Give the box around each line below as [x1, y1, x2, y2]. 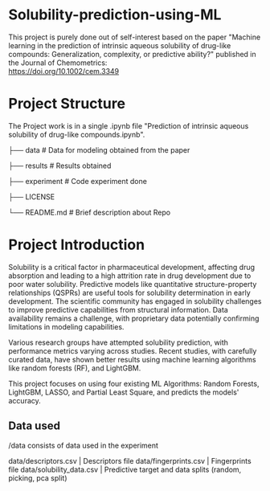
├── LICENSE [8, 191, 55, 202]
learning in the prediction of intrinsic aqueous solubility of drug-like [8, 40, 231, 50]
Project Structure [8, 95, 126, 113]
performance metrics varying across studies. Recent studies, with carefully [8, 346, 257, 355]
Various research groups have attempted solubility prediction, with [8, 338, 229, 347]
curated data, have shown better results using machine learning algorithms [8, 354, 256, 364]
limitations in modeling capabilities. [8, 321, 125, 331]
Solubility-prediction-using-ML [8, 6, 222, 24]
